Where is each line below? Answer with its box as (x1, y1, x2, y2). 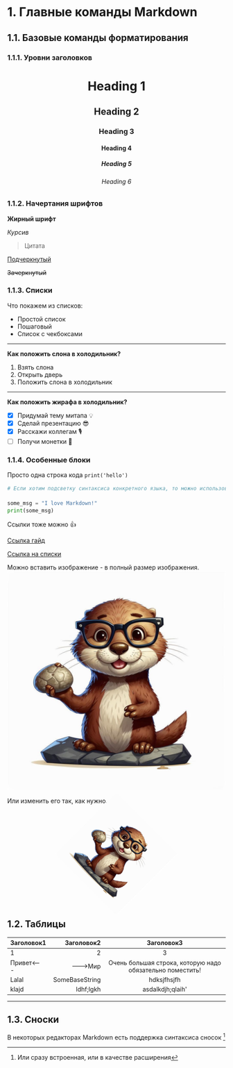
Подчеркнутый (7, 255, 51, 263)
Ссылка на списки (7, 549, 62, 558)
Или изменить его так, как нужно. (7, 796, 108, 805)
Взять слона (17, 362, 54, 372)
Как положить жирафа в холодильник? (7, 397, 128, 406)
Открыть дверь (17, 370, 63, 378)
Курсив (7, 228, 29, 236)
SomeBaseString (53, 975, 101, 983)
